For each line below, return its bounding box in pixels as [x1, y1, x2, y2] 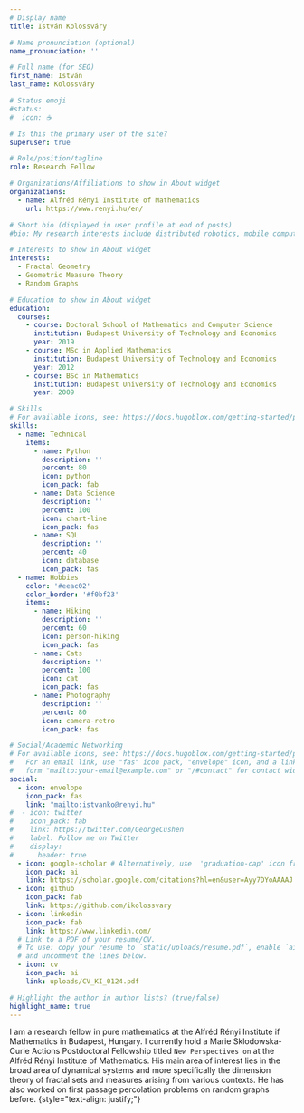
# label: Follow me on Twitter [9, 834, 140, 843]
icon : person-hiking [42, 632, 119, 641]
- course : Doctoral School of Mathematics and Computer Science [25, 321, 273, 330]
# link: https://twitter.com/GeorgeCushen [9, 826, 184, 835]
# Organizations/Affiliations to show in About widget [9, 179, 221, 189]
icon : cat [42, 674, 79, 683]
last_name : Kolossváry [9, 80, 95, 89]
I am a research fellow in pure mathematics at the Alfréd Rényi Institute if [9, 1026, 280, 1038]
